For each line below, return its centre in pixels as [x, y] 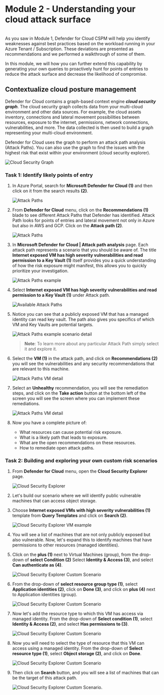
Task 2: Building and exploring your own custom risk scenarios [81, 460]
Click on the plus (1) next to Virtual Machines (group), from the [75, 555]
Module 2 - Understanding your [70, 9]
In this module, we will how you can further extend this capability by [74, 63]
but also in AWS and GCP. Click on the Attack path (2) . [68, 226]
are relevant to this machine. [41, 369]
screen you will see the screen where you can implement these [76, 398]
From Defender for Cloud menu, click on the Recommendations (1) [80, 210]
